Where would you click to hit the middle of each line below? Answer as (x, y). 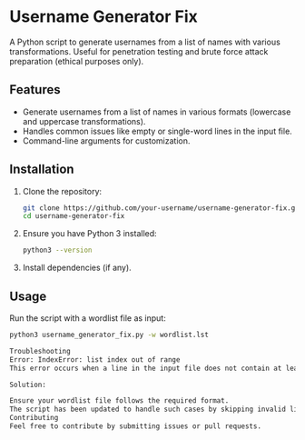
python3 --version (57, 250)
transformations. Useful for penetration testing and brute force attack (139, 51)
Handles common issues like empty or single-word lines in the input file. (157, 131)
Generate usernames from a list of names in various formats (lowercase (157, 112)
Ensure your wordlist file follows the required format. (119, 401)
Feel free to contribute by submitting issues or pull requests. (135, 426)
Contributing (34, 418)
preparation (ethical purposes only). (77, 61)
